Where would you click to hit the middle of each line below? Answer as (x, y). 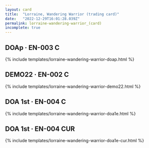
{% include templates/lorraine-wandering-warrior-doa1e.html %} (71, 113)
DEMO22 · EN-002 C (37, 74)
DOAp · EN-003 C (32, 48)
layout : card (18, 10)
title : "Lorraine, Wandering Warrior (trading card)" (62, 14)
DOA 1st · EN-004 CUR (40, 129)
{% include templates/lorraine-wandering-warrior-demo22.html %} (73, 86)
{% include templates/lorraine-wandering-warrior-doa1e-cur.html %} (75, 141)
